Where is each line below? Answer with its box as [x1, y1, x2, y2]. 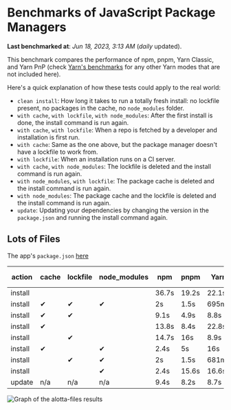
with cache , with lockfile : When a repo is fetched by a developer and [16, 126, 218, 134]
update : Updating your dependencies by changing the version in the [16, 206, 210, 214]
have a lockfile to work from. [16, 148, 98, 156]
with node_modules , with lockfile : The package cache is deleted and [16, 176, 214, 185]
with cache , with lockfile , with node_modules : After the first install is [16, 111, 213, 119]
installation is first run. [16, 133, 80, 141]
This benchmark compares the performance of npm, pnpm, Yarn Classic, [7, 55, 214, 63]
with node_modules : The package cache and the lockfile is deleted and [16, 191, 217, 200]
